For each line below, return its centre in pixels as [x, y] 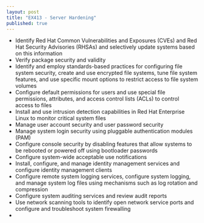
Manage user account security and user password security [89, 125]
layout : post [23, 12]
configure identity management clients [64, 170]
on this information [39, 54]
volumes [26, 86]
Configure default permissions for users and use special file [90, 93]
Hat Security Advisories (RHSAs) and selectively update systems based [105, 47]
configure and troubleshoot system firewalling [73, 209]
